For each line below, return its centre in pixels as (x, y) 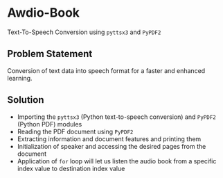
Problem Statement (50, 54)
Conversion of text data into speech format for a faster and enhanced (106, 70)
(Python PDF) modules (50, 124)
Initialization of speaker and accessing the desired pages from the (111, 146)
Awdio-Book (44, 13)
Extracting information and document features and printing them (109, 139)
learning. (20, 78)
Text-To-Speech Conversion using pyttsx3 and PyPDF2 (84, 32)
